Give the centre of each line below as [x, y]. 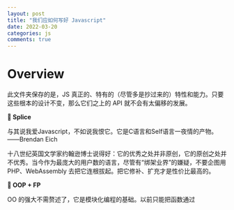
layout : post [26, 14]
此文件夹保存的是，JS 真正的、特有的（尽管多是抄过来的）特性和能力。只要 [116, 94]
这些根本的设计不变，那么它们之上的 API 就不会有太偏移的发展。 [99, 103]
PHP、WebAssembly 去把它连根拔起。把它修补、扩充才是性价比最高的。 [111, 171]
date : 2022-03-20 [32, 27]
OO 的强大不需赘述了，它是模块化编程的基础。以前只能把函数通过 [101, 200]
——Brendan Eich [32, 140]
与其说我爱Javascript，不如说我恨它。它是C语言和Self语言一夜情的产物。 [112, 132]
